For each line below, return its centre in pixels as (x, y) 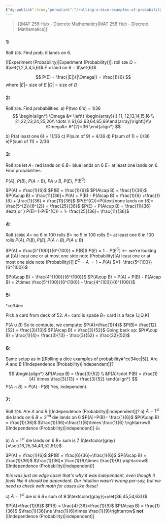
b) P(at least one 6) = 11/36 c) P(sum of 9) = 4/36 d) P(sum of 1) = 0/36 (78, 136)
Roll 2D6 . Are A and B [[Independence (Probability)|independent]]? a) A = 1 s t (83, 411)
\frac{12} (148, 325)
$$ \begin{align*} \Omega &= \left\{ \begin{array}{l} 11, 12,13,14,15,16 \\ (83, 116)
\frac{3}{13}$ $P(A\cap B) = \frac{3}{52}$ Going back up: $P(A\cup (89, 330)
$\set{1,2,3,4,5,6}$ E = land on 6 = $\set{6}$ (51, 67)
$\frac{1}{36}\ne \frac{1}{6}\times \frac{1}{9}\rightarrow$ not (81, 511)
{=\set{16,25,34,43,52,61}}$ (34, 445)
